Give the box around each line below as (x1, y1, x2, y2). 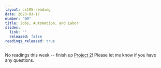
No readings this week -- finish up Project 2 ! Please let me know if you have (5, 52, 156, 58)
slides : (5, 25, 21, 30)
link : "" (9, 30, 27, 34)
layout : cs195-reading (5, 7, 51, 12)
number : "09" (5, 16, 31, 21)
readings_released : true (5, 39, 55, 44)
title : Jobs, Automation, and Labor (5, 20, 79, 26)
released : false (9, 34, 42, 39)
